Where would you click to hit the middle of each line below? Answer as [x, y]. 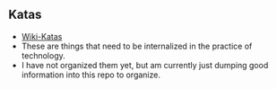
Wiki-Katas [42, 36]
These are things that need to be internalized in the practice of [137, 46]
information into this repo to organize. [91, 75]
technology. [43, 55]
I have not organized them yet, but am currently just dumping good [145, 65]
